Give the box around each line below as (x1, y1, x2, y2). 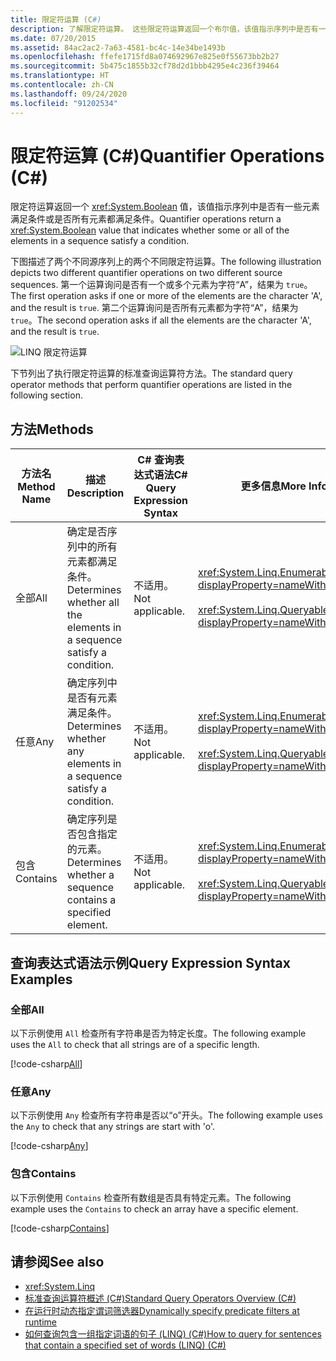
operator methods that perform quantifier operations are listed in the (10, 379, 293, 391)
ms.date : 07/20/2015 (10, 33, 97, 43)
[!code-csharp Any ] (10, 1140, 89, 1152)
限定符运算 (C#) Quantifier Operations (10, 144, 325, 167)
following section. (10, 389, 83, 401)
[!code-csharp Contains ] (10, 1222, 110, 1234)
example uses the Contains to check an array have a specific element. (10, 1202, 299, 1215)
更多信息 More (240, 479, 307, 493)
